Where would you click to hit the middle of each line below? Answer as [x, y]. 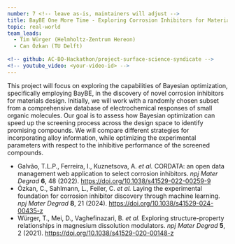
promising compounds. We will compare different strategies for [98, 130]
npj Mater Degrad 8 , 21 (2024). [62, 203]
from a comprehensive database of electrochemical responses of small [110, 108]
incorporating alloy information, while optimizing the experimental [102, 138]
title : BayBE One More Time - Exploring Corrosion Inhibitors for [106, 20]
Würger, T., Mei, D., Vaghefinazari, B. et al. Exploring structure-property [121, 218]
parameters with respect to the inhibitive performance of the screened [109, 145]
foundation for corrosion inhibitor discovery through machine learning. [119, 196]
